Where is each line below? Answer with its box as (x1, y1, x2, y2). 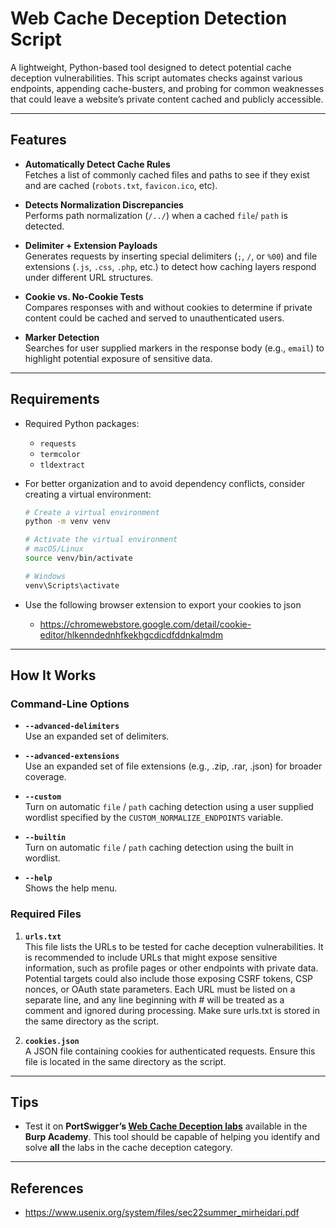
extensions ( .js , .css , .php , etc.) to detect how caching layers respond (24, 260, 317, 272)
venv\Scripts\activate (24, 580, 120, 591)
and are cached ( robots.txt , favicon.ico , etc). (24, 179, 218, 191)
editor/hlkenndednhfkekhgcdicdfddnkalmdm (39, 628, 224, 641)
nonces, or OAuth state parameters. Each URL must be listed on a (24, 983, 296, 995)
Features (10, 132, 67, 149)
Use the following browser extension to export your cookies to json (24, 598, 302, 611)
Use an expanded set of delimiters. (24, 730, 170, 742)
